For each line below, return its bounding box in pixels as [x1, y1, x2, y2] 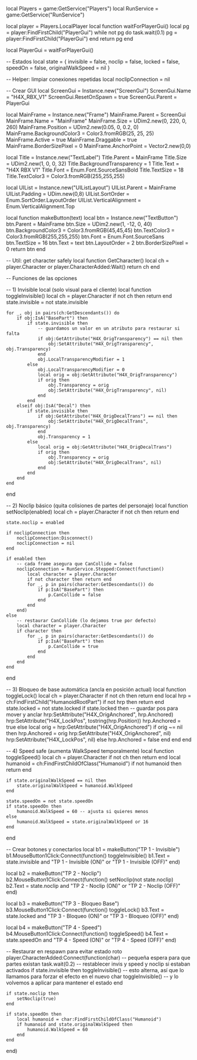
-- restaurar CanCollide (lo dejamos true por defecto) [16, 618, 157, 624]
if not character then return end [27, 577, 112, 582]
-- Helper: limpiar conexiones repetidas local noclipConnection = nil [6, 76, 171, 83]
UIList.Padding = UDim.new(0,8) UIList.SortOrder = [6, 190, 130, 197]
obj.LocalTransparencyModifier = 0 [37, 367, 125, 373]
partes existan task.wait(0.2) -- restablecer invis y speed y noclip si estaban [6, 960, 191, 967]
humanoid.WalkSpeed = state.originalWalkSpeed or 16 [16, 819, 149, 825]
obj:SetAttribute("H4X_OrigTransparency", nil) [48, 387, 167, 393]
